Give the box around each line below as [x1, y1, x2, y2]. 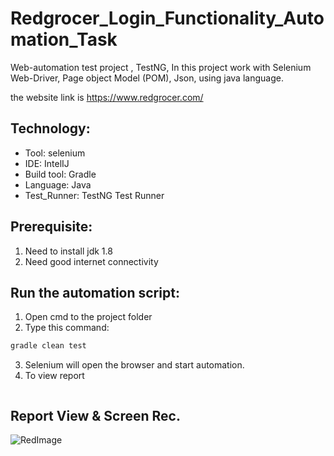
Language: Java [24, 178, 92, 191]
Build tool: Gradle [24, 168, 97, 180]
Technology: [10, 120, 91, 137]
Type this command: [24, 322, 110, 334]
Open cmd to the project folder [24, 311, 153, 323]
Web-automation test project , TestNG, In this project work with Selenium [10, 61, 312, 73]
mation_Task [10, 28, 118, 51]
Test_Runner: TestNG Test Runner [24, 189, 165, 201]
